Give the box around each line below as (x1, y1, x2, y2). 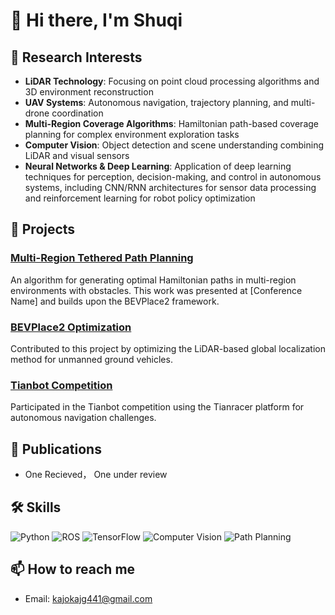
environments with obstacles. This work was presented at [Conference (10, 284, 303, 296)
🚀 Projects (10, 221, 76, 238)
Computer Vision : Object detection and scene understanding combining (24, 139, 325, 151)
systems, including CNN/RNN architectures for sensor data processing (24, 182, 317, 193)
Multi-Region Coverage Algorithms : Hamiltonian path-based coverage (24, 118, 319, 129)
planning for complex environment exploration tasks (24, 129, 240, 140)
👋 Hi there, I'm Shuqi (10, 9, 183, 32)
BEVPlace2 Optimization (10, 320, 132, 334)
